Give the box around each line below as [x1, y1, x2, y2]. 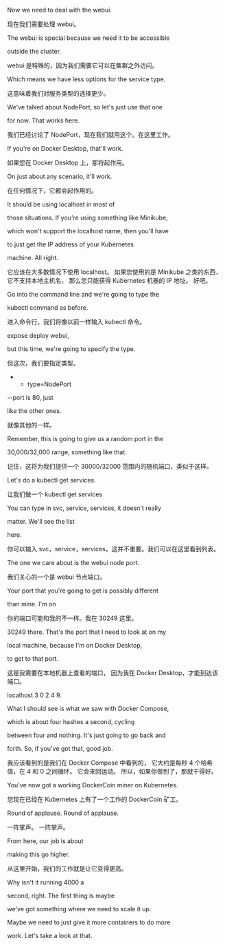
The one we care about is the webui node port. [7, 559, 139, 566]
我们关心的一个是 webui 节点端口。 [7, 573, 106, 581]
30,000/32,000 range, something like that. [7, 448, 127, 456]
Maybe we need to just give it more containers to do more [7, 918, 171, 926]
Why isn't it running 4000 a [7, 878, 84, 886]
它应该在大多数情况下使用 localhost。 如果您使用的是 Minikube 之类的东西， [7, 268, 222, 276]
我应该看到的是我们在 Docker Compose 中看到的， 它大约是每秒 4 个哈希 [7, 758, 213, 767]
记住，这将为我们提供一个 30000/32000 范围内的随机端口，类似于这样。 [7, 463, 213, 470]
